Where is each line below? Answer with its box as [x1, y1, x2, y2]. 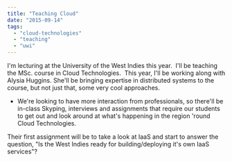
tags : [7, 23, 23, 30]
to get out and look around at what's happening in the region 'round [17, 112, 211, 120]
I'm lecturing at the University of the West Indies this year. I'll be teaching [7, 62, 218, 69]
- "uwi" [13, 42, 36, 49]
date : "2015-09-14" [7, 17, 64, 24]
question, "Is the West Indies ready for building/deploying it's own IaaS [7, 140, 210, 148]
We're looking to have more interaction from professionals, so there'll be [17, 97, 224, 105]
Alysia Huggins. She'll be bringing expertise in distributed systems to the [7, 76, 215, 84]
